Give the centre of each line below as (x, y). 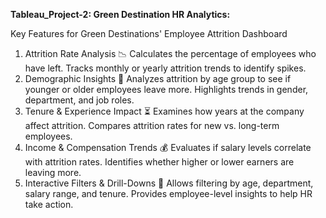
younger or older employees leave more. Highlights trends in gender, (166, 89)
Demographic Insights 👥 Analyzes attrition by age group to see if (158, 78)
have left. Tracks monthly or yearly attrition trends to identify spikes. (165, 68)
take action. (49, 204)
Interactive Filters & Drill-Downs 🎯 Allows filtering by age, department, (169, 183)
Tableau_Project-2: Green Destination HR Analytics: (120, 14)
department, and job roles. (79, 100)
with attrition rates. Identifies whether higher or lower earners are (159, 162)
